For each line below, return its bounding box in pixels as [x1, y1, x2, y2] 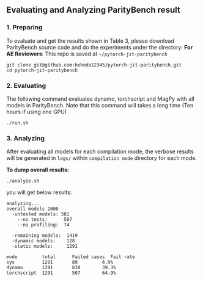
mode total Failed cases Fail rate [6, 254, 136, 260]
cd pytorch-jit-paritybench [6, 67, 78, 73]
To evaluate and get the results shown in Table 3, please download [6, 37, 174, 45]
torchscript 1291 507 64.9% [6, 270, 116, 277]
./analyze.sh [6, 178, 40, 184]
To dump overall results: [6, 166, 69, 173]
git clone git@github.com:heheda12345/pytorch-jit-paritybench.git [6, 62, 182, 68]
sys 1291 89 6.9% [6, 259, 114, 266]
